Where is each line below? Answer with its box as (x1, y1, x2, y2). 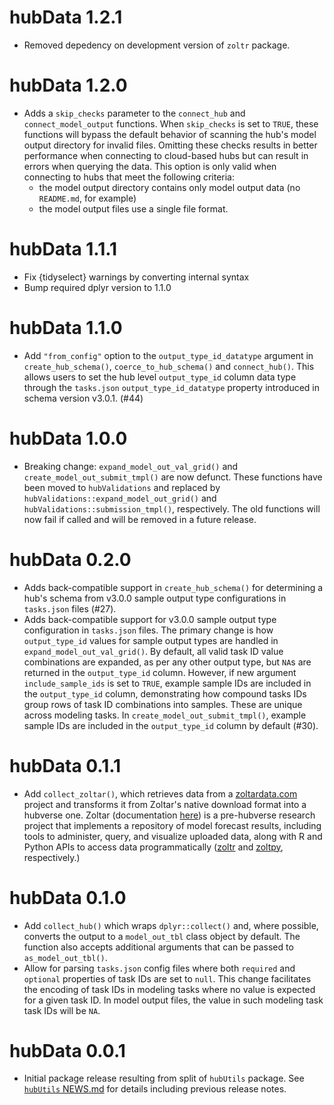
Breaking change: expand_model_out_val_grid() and (23, 460, 239, 472)
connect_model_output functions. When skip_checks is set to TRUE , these (23, 117, 319, 130)
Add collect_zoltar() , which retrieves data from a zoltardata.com (23, 787, 298, 800)
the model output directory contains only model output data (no (38, 181, 301, 193)
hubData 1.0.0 (9, 427, 128, 450)
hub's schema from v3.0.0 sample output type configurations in (23, 592, 287, 604)
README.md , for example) (38, 192, 137, 204)
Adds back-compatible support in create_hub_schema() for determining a (23, 581, 324, 593)
